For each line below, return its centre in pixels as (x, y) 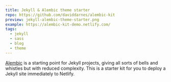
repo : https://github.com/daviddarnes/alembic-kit (60, 15)
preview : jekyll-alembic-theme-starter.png (52, 19)
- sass (17, 39)
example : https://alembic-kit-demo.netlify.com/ (58, 24)
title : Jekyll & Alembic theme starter (48, 10)
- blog (17, 44)
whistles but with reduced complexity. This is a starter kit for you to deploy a (86, 68)
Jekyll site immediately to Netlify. (40, 74)
